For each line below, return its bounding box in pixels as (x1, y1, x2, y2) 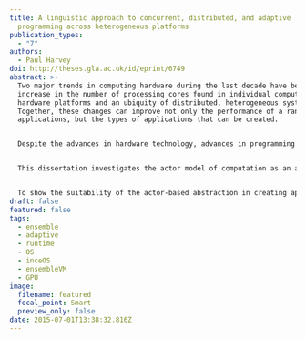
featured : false (9, 205, 71, 214)
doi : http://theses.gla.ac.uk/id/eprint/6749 (9, 65, 185, 74)
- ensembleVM (17, 264, 67, 273)
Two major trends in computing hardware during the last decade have (17, 81, 287, 90)
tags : (9, 213, 30, 223)
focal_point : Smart (17, 298, 92, 308)
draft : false (9, 197, 59, 206)
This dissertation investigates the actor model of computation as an (17, 164, 291, 173)
